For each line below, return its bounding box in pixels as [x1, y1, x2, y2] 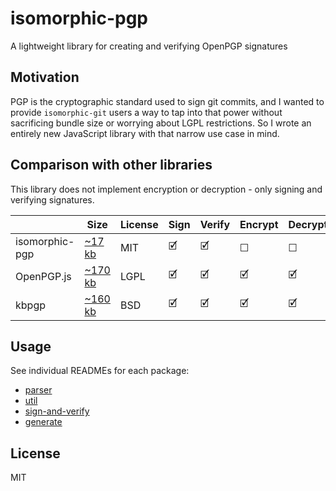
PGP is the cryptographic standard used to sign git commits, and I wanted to [10, 95, 325, 107]
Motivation [10, 69, 80, 86]
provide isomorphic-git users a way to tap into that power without [10, 106, 283, 118]
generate [24, 416, 63, 428]
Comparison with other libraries [10, 157, 213, 174]
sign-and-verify [24, 405, 90, 417]
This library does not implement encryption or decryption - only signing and [10, 183, 323, 195]
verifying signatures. [10, 193, 95, 206]
